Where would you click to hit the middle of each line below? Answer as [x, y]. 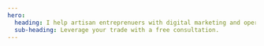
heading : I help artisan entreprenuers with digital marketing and [128, 23]
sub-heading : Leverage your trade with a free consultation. [117, 30]
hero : [16, 15]
